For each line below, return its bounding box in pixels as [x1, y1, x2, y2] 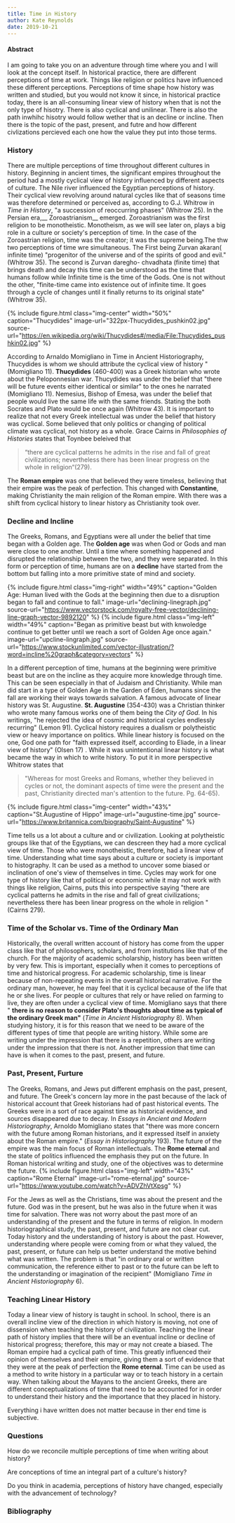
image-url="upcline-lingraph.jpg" [7, 636, 104, 644]
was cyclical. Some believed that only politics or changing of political [7, 419, 207, 428]
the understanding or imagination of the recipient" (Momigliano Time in [7, 1269, 213, 1277]
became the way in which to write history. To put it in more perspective [7, 753, 213, 762]
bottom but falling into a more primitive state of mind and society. [7, 570, 196, 578]
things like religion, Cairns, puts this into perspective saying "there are [7, 883, 210, 892]
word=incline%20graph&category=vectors [7, 650, 131, 659]
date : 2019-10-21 [7, 23, 58, 30]
